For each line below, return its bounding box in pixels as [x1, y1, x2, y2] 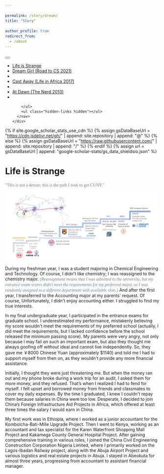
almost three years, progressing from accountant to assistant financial [5, 458, 147, 464]
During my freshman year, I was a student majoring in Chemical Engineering [5, 266, 158, 271]
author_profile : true [5, 29, 49, 34]
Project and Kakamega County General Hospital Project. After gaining [5, 432, 145, 438]
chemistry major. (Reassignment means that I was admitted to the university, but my [5, 276, 154, 282]
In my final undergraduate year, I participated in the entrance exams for [5, 313, 149, 319]
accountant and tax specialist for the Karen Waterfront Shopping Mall [5, 427, 145, 433]
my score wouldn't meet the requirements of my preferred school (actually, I [5, 323, 159, 329]
